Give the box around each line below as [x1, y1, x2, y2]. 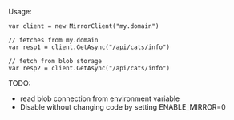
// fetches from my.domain [8, 36, 99, 44]
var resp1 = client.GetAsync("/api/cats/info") [8, 43, 171, 51]
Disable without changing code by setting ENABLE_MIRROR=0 [19, 102, 226, 111]
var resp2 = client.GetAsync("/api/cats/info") [8, 64, 171, 72]
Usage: [8, 7, 32, 16]
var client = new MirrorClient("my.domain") [8, 22, 159, 30]
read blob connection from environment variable [19, 94, 180, 103]
